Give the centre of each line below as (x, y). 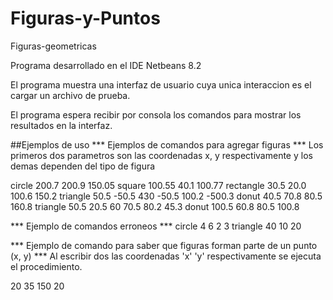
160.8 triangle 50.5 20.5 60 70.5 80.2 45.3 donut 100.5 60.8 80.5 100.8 (155, 206)
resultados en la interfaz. (61, 125)
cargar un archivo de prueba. (70, 95)
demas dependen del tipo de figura (83, 166)
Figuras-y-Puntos (85, 18)
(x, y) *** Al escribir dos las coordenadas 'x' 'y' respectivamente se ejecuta (166, 256)
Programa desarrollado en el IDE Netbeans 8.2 (106, 65)
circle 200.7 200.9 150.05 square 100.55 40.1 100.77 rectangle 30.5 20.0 (158, 185)
